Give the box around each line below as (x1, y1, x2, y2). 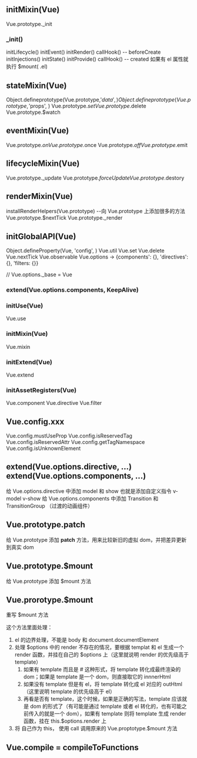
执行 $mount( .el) (6, 63, 48, 70)
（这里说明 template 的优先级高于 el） (23, 688, 116, 695)
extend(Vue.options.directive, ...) (6, 462, 132, 472)
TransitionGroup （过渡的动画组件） (6, 502, 93, 509)
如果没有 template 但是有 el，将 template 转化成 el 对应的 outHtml (23, 681, 182, 688)
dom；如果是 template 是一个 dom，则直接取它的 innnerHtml (23, 673, 171, 681)
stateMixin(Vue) (6, 80, 67, 90)
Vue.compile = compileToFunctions (6, 742, 139, 752)
